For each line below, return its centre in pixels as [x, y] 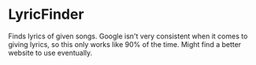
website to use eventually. [50, 52]
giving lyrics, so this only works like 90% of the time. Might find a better [125, 44]
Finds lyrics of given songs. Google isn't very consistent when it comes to [128, 36]
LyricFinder [46, 14]
